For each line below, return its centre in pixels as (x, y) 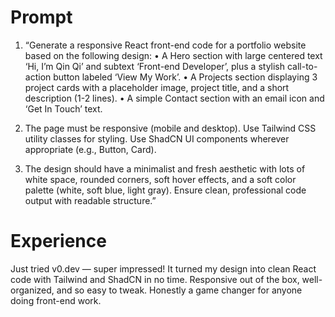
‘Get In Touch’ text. (63, 108)
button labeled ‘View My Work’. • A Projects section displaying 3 (185, 77)
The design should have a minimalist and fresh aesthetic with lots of (165, 168)
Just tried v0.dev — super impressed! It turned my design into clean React (163, 268)
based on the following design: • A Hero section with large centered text (173, 55)
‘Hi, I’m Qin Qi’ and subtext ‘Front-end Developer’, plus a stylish (155, 66)
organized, (32, 290)
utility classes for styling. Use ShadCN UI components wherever (157, 138)
